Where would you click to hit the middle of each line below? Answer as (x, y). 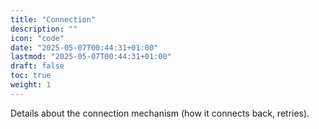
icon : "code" (37, 38)
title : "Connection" (53, 19)
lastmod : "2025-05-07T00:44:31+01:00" (91, 57)
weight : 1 (31, 85)
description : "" (44, 29)
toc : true (31, 76)
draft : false (37, 66)
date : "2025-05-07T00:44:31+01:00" (84, 47)
